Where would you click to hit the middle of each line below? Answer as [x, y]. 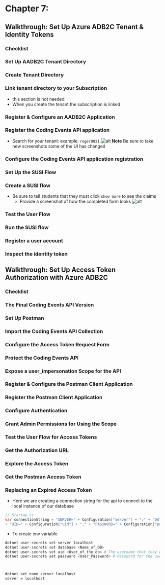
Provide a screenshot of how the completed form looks [75, 201]
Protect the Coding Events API [42, 358]
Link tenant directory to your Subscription [56, 88]
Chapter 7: [27, 9]
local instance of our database [43, 506]
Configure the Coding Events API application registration [74, 159]
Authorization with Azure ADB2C [56, 277]
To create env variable [35, 534]
